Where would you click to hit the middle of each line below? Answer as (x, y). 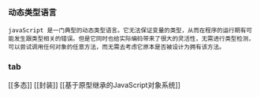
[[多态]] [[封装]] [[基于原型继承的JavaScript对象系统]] (95, 84)
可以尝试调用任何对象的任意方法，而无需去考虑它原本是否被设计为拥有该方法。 (117, 47)
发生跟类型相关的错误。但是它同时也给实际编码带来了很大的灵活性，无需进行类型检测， (134, 39)
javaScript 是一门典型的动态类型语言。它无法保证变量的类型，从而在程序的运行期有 (127, 31)
